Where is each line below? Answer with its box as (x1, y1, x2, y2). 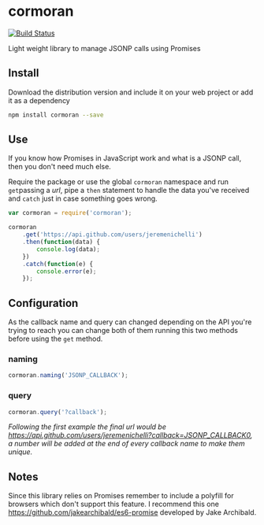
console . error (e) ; (36, 267, 97, 275)
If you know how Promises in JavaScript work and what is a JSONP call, (8, 153, 242, 163)
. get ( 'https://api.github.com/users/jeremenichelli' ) (22, 231, 203, 238)
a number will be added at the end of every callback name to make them (8, 439, 246, 449)
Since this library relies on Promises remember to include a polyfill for (8, 491, 234, 501)
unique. (8, 447, 33, 457)
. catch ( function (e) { (22, 260, 93, 268)
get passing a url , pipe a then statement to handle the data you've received (8, 186, 250, 195)
